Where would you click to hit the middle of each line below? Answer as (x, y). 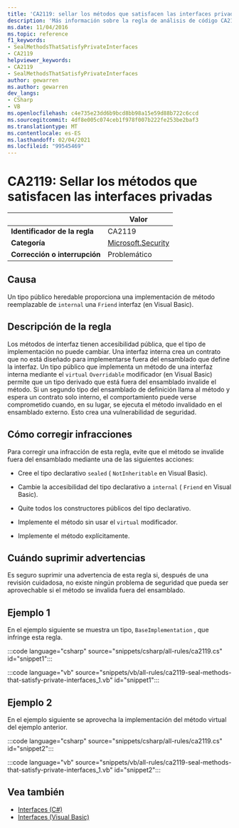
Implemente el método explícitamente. (74, 535)
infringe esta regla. (35, 637)
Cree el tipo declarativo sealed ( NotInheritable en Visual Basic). (112, 473)
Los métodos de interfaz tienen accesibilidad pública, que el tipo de (107, 344)
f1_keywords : (27, 41)
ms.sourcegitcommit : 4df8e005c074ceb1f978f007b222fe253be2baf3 (103, 120)
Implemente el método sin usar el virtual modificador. (97, 522)
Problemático (130, 255)
